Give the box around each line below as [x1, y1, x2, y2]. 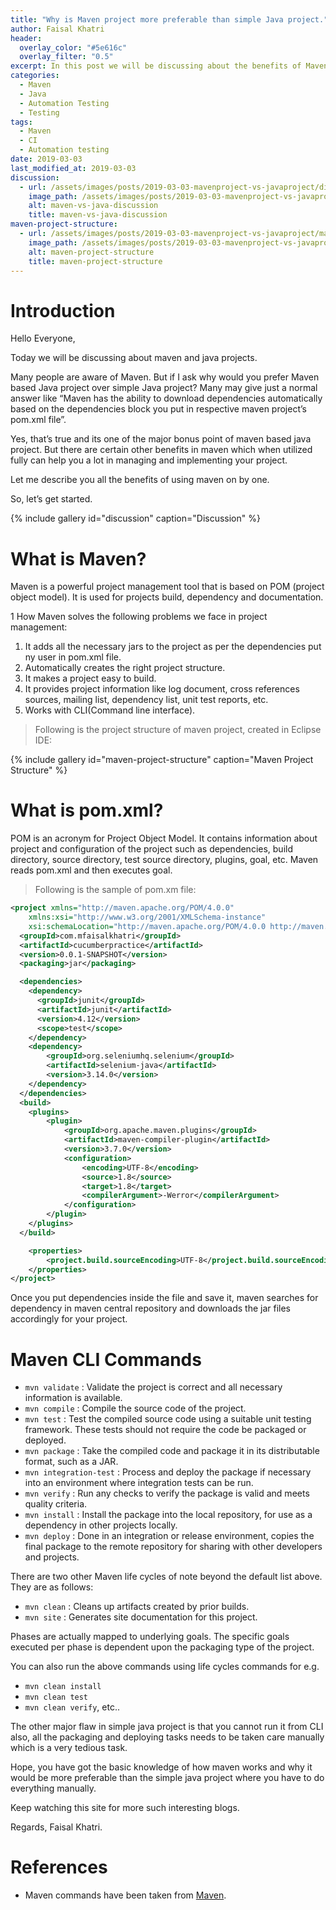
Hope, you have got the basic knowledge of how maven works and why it [10, 1761, 313, 1773]
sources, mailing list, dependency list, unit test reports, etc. [24, 694, 269, 706]
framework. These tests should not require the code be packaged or [24, 1424, 307, 1436]
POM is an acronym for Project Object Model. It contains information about [10, 832, 318, 845]
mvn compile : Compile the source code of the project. [24, 1402, 247, 1415]
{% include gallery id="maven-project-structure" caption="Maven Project [10, 754, 314, 766]
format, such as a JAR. [24, 1456, 119, 1468]
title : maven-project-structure [28, 256, 163, 266]
